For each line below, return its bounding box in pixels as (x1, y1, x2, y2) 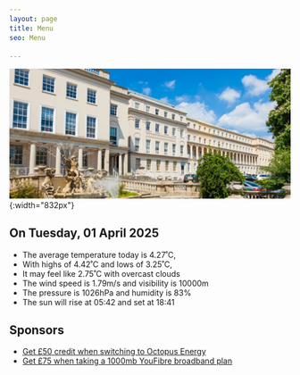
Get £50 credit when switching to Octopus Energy (21, 346, 207, 357)
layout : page (9, 14, 58, 23)
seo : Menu (9, 33, 46, 42)
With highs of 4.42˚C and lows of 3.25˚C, (21, 259, 172, 270)
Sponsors (9, 322, 64, 337)
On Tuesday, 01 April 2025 (9, 226, 160, 241)
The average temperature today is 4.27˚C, (21, 249, 177, 260)
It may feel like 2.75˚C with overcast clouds (21, 268, 180, 279)
